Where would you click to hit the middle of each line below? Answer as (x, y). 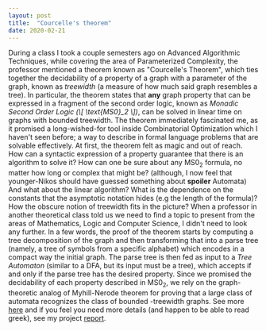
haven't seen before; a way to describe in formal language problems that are (133, 137)
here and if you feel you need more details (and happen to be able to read (129, 310)
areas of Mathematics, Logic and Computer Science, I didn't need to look (128, 224)
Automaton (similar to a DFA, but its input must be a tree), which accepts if (130, 266)
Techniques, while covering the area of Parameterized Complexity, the (123, 61)
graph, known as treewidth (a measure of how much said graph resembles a (133, 87)
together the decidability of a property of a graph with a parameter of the (128, 78)
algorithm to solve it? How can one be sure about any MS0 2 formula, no (125, 164)
